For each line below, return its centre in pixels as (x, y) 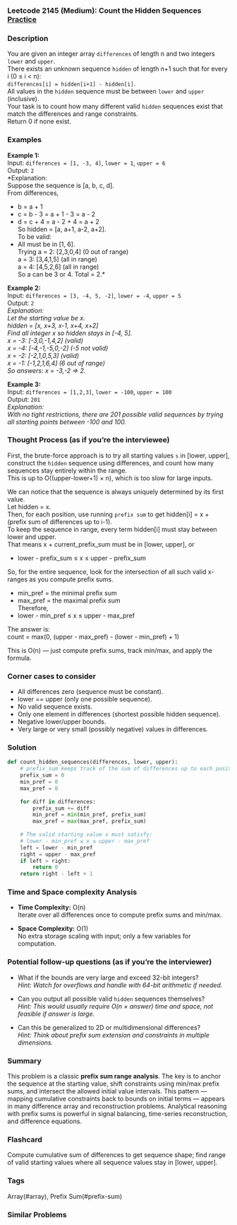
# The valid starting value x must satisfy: (86, 835)
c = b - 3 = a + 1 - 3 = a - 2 (56, 214)
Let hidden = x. (29, 506)
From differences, (33, 192)
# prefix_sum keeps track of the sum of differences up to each (116, 769)
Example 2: (24, 288)
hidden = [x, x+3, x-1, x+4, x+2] (53, 325)
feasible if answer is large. (56, 1014)
